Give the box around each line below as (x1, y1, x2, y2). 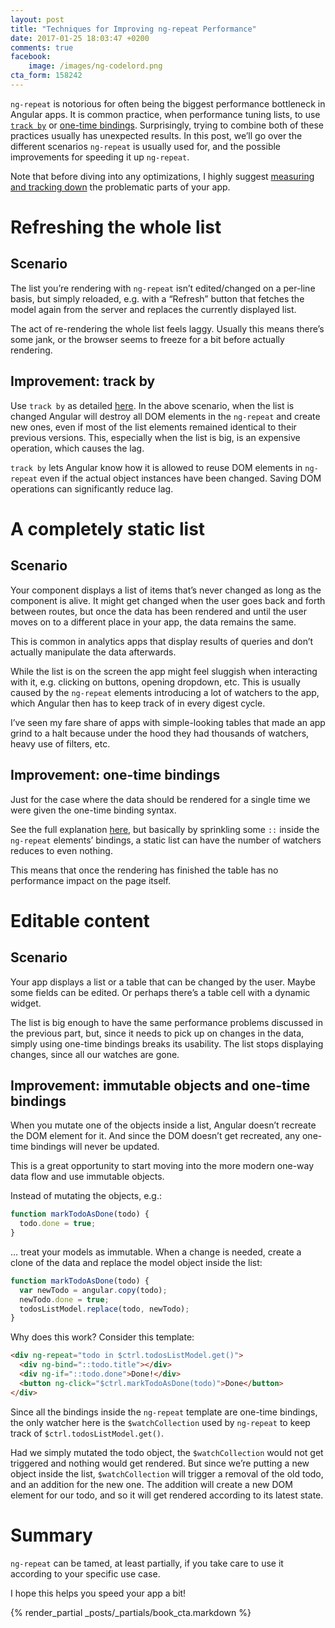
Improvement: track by (10, 373, 156, 390)
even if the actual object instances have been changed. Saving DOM (39, 472, 322, 484)
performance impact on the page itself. (10, 874, 172, 886)
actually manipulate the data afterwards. (10, 646, 177, 658)
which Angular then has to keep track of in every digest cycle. (10, 697, 266, 709)
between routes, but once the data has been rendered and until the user (10, 605, 307, 617)
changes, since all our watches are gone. (10, 1048, 180, 1060)
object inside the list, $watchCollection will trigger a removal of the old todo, (10, 1467, 324, 1480)
